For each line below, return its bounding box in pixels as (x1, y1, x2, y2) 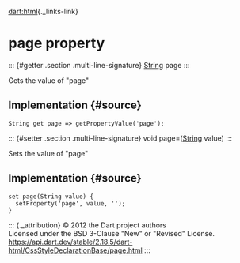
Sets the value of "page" (8, 148, 89, 158)
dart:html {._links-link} (8, 7, 79, 16)
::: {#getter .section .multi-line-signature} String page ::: (8, 60, 190, 70)
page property (8, 35, 105, 52)
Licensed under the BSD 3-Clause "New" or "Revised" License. (8, 228, 215, 238)
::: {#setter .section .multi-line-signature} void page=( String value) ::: (8, 133, 232, 143)
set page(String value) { (8, 193, 93, 201)
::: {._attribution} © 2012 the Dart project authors (8, 220, 166, 230)
